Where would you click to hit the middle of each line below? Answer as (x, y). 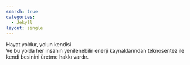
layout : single (25, 28)
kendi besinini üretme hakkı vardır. (48, 57)
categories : (21, 17)
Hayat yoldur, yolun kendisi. (40, 45)
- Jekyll (22, 22)
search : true (22, 11)
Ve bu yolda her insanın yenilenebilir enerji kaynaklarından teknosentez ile (95, 51)
